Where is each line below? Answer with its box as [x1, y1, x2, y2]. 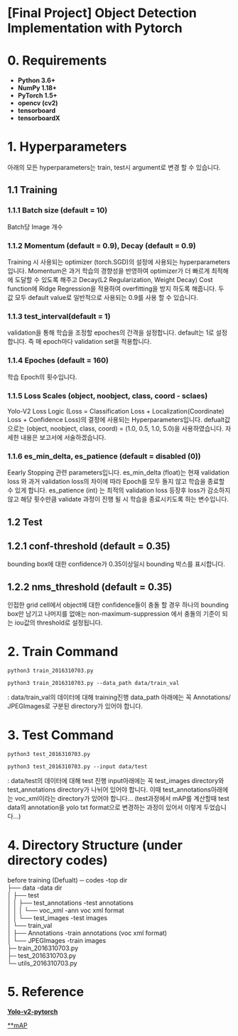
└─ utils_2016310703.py [7, 959, 77, 968]
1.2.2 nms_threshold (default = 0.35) [7, 581, 173, 593]
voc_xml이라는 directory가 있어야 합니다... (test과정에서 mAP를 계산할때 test [14, 794, 229, 803]
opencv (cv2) [17, 99, 58, 107]
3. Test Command [7, 727, 114, 743]
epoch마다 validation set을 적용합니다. [43, 338, 152, 346]
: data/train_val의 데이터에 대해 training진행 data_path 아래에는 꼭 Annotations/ [7, 693, 231, 701]
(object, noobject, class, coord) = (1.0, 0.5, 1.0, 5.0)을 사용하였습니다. [26, 424, 224, 433]
